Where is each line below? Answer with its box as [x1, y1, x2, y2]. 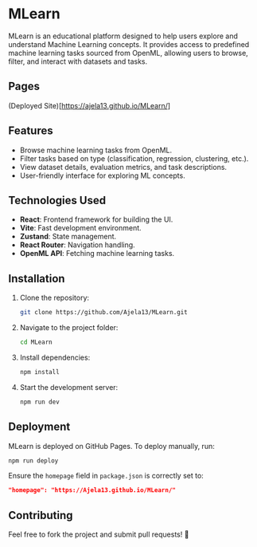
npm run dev [19, 398, 60, 406]
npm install [19, 368, 60, 376]
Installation [8, 272, 65, 285]
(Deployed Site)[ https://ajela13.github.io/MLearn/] [8, 100, 171, 110]
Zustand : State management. [19, 232, 117, 242]
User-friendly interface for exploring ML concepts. [19, 171, 185, 180]
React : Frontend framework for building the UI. [19, 214, 173, 224]
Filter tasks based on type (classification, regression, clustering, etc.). [19, 153, 249, 163]
